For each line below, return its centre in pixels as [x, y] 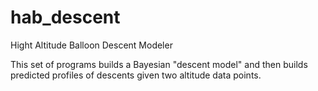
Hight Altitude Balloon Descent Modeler [91, 45]
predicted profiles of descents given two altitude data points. [136, 75]
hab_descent [65, 17]
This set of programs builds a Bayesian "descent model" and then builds [159, 64]
